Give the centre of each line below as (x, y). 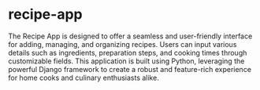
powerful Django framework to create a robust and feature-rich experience (130, 69)
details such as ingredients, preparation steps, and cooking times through (128, 52)
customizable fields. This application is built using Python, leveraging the (126, 61)
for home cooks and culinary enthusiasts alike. (84, 77)
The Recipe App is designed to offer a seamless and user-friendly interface (130, 36)
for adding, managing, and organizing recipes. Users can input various (123, 44)
